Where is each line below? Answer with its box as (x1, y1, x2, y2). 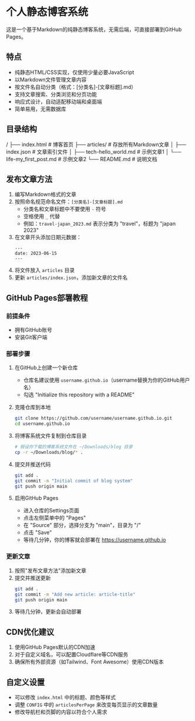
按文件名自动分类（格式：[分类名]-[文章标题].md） (14, 83, 136, 90)
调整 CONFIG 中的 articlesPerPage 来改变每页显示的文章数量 (14, 701, 158, 708)
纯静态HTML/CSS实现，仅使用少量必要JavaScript (14, 69, 135, 76)
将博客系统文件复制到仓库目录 (14, 432, 87, 440)
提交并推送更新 (14, 574, 51, 581)
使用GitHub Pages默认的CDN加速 (14, 644, 95, 651)
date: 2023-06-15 (14, 250, 57, 257)
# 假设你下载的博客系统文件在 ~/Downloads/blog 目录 (14, 444, 133, 450)
